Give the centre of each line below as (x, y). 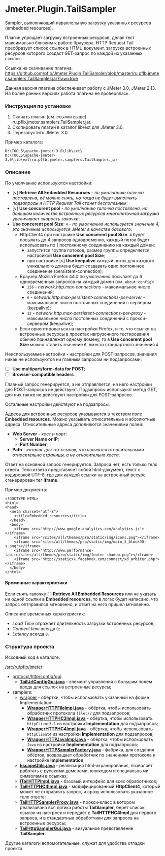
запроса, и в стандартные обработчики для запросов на (79, 818)
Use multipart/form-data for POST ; (49, 369)
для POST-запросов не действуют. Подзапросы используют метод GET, (81, 389)
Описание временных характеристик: (45, 614)
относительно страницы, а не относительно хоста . (66, 455)
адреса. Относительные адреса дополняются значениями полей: (74, 424)
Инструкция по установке (38, 106)
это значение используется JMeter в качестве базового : (72, 229)
